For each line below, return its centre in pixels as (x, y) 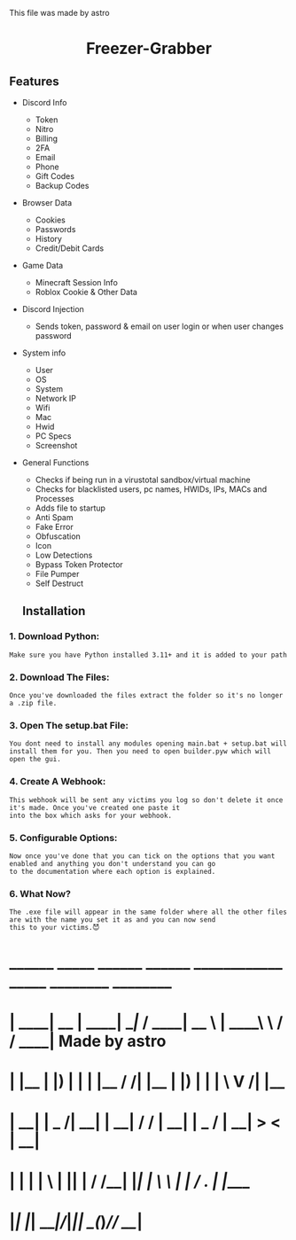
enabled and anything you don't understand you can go (113, 863)
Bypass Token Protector (79, 565)
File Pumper (57, 574)
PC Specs (53, 436)
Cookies (51, 220)
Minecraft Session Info (76, 282)
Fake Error (54, 527)
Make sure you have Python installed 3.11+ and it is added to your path (148, 655)
